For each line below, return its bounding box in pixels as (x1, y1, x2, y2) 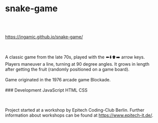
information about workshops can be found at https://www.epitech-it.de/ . (5, 112, 154, 118)
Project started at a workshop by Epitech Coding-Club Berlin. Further (5, 107, 145, 113)
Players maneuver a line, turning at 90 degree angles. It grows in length (5, 61, 150, 67)
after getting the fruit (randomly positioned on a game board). (5, 66, 130, 72)
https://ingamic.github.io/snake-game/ (5, 34, 83, 40)
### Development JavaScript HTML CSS (5, 87, 88, 93)
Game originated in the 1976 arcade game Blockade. (5, 76, 111, 82)
